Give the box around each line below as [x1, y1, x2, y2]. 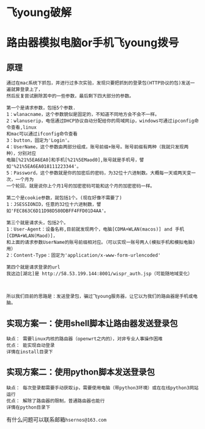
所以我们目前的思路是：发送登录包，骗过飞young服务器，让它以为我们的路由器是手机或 [6, 294, 193, 300]
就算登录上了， [10, 86, 43, 93]
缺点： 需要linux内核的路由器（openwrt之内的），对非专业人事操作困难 [6, 336, 163, 342]
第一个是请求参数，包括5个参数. [6, 105, 76, 111]
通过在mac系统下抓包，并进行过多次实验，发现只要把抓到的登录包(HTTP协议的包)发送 [6, 80, 191, 86]
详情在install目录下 [6, 349, 53, 355]
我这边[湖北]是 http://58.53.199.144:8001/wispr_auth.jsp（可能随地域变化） [6, 271, 193, 277]
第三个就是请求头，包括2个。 [6, 220, 69, 226]
